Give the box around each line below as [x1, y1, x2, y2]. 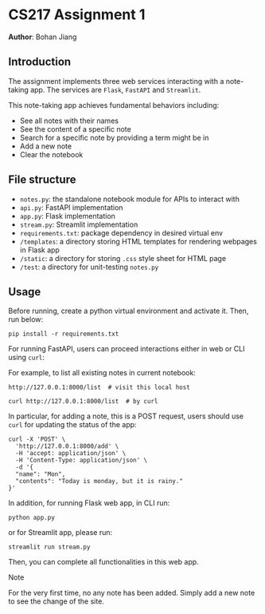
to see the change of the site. [8, 596, 105, 606]
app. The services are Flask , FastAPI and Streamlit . [30, 85, 201, 94]
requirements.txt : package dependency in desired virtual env [19, 228, 224, 237]
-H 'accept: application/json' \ [15, 450, 127, 458]
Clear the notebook [19, 149, 84, 159]
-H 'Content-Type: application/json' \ [15, 457, 148, 465]
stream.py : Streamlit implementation [19, 220, 138, 229]
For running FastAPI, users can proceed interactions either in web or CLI [8, 344, 245, 354]
